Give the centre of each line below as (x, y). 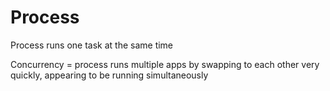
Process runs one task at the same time (92, 45)
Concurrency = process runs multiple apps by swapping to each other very (165, 64)
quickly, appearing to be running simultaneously (109, 75)
